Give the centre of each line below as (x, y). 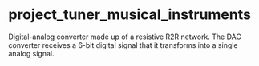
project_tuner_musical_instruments (129, 15)
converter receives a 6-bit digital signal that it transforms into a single (123, 45)
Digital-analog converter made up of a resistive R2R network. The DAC (125, 37)
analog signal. (31, 53)
